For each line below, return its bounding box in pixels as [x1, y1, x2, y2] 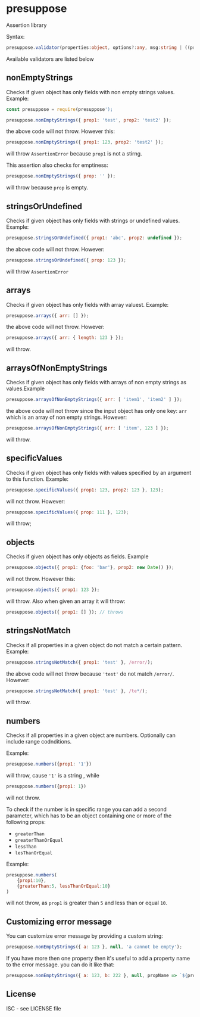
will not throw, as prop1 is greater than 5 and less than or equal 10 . [6, 899, 168, 907]
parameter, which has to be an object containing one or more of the [6, 812, 172, 819]
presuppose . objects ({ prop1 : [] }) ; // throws [6, 609, 124, 615]
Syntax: [6, 33, 25, 40]
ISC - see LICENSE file [6, 1004, 61, 1012]
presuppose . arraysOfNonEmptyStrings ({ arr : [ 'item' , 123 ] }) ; [6, 425, 169, 431]
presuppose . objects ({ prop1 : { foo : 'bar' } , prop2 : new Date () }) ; [6, 565, 174, 571]
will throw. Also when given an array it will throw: [6, 598, 126, 605]
